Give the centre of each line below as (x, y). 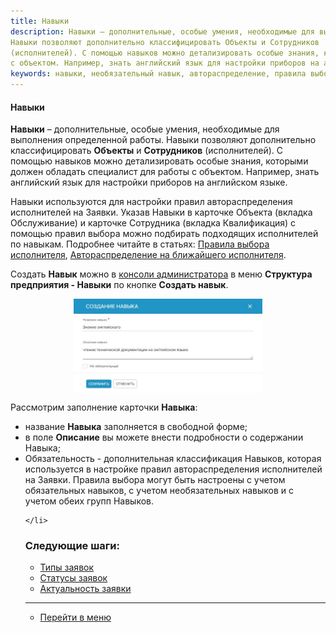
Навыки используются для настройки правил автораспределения (151, 202)
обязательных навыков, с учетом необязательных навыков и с (159, 490)
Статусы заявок (73, 578)
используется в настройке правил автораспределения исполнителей (173, 469)
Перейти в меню (75, 617)
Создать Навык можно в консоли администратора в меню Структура (161, 274)
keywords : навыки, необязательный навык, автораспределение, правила (158, 74)
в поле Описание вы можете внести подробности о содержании (164, 437)
